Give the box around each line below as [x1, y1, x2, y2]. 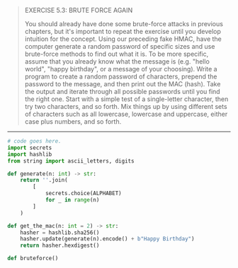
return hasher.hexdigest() [20, 242, 100, 250]
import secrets [7, 144, 52, 151]
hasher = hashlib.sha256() [20, 229, 100, 236]
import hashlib [7, 151, 52, 158]
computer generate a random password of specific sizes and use [24, 42, 215, 50]
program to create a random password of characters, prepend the [24, 72, 217, 81]
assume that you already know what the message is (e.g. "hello [24, 57, 210, 66]
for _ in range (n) [45, 197, 100, 204]
